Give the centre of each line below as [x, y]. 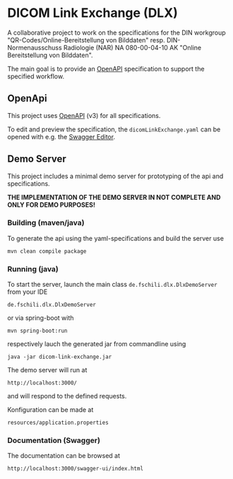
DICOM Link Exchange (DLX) [92, 13]
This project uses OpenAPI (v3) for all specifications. [84, 115]
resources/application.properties [58, 423]
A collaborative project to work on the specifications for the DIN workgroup [116, 32]
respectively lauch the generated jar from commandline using [97, 344]
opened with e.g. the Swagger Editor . [61, 136]
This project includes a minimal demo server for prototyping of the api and [115, 176]
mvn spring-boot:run [38, 331]
